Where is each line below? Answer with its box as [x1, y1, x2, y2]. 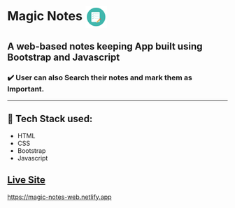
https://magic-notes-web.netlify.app [7, 193, 112, 201]
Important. [7, 84, 45, 94]
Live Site [7, 174, 45, 186]
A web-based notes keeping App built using [7, 40, 203, 52]
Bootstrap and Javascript [7, 51, 120, 63]
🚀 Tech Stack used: [7, 113, 93, 125]
